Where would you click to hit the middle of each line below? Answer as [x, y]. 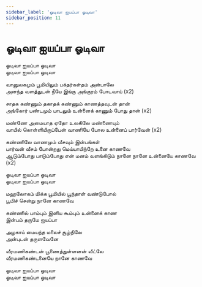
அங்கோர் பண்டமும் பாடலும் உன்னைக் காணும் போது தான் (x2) [79, 110]
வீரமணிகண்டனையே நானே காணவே [49, 258]
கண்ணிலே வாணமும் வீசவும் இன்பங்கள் [53, 142]
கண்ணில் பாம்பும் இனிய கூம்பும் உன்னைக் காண [62, 213]
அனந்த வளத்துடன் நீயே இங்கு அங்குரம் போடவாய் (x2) [70, 91]
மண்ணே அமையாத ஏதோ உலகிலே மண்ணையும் [63, 123]
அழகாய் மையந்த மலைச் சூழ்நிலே [44, 232]
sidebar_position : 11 [33, 18]
